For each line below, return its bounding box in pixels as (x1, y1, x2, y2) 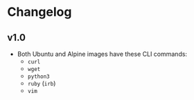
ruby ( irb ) (27, 79, 56, 87)
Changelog (7, 4, 72, 20)
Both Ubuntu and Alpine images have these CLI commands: (17, 50, 188, 58)
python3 (27, 73, 50, 80)
